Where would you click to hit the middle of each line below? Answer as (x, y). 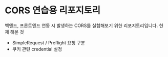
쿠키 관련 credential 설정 (37, 49)
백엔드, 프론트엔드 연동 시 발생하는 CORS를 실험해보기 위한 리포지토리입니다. (81, 25)
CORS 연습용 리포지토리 (53, 10)
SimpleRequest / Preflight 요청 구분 (49, 42)
